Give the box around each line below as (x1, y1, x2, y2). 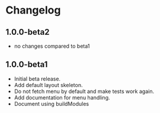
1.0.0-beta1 (5, 59, 48, 69)
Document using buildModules (14, 100, 89, 107)
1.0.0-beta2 (5, 27, 50, 37)
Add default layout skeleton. (14, 81, 83, 88)
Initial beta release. (14, 75, 60, 82)
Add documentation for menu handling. (14, 94, 110, 101)
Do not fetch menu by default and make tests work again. (14, 88, 155, 95)
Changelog (5, 4, 61, 17)
